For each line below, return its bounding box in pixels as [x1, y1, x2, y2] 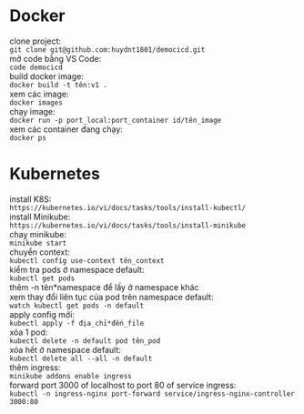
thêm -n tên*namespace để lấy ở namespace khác [9, 281, 199, 292]
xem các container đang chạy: [9, 124, 123, 135]
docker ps [9, 133, 47, 142]
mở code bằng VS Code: [9, 53, 102, 64]
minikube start [9, 238, 67, 247]
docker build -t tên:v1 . [9, 80, 107, 89]
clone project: [9, 35, 62, 46]
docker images [9, 97, 64, 107]
